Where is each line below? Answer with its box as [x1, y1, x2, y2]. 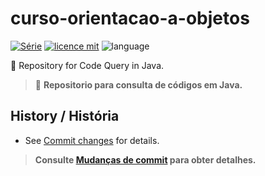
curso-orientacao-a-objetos [10, 7, 250, 30]
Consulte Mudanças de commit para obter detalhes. [34, 153, 257, 166]
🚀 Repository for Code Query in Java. [10, 59, 165, 71]
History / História [10, 108, 120, 125]
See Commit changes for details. [24, 134, 160, 146]
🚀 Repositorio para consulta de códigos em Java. [34, 78, 243, 91]
